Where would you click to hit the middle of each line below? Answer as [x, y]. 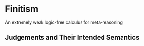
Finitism [22, 9]
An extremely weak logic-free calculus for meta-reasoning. [64, 22]
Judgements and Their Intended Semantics [72, 38]
